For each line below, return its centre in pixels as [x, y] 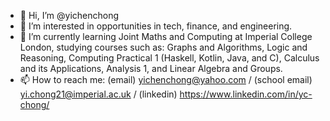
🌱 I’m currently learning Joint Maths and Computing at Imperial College [166, 36]
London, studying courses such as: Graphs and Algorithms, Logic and [163, 47]
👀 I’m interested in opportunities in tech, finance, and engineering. [156, 26]
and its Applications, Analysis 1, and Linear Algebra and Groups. [151, 68]
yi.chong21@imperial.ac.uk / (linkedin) [98, 94]
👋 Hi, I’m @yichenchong [69, 15]
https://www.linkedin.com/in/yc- [246, 94]
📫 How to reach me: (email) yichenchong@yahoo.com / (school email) [166, 79]
